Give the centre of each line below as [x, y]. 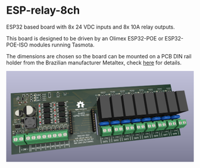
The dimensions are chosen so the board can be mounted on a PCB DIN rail [99, 56]
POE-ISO [17, 45]
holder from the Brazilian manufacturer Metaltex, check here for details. [94, 63]
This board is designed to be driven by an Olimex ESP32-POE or [85, 38]
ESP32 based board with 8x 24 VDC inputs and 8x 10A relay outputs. [91, 27]
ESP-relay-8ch [43, 10]
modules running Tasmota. [62, 45]
